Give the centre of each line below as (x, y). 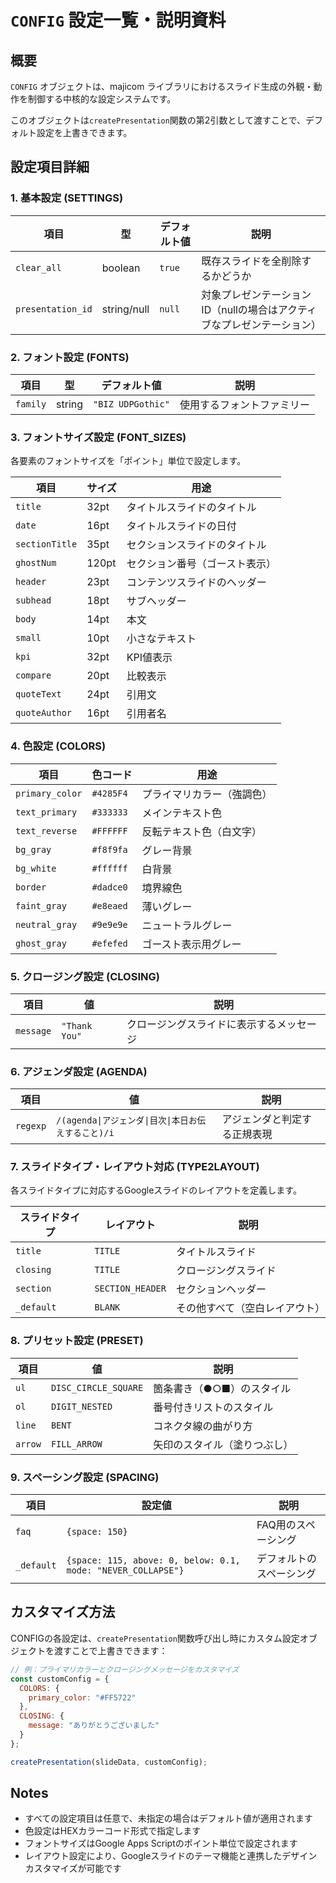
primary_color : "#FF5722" (82, 1697)
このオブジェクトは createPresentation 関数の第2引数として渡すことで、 (158, 120)
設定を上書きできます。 (84, 132)
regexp (31, 1126)
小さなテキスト (161, 639)
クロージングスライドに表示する (201, 1024)
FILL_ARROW (76, 1444)
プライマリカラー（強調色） (207, 794)
